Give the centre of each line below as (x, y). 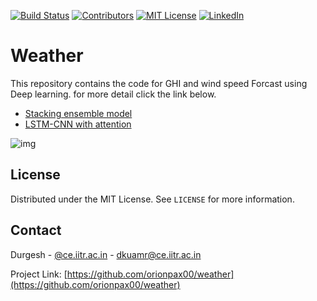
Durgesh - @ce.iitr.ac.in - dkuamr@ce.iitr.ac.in (106, 254)
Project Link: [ (39, 274)
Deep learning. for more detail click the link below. (113, 94)
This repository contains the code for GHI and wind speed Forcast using (159, 83)
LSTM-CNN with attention (78, 124)
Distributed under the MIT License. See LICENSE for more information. (152, 199)
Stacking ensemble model (78, 113)
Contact (36, 230)
